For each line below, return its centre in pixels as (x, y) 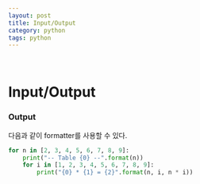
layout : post (30, 15)
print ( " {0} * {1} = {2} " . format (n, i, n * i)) (115, 172)
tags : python (30, 38)
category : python (37, 30)
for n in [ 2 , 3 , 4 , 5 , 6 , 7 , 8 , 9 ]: (69, 150)
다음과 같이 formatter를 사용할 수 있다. (68, 135)
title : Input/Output (42, 23)
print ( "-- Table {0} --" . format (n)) (83, 158)
